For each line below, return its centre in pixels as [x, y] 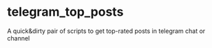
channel [19, 38]
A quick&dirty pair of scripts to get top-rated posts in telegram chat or [106, 31]
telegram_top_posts [65, 12]
